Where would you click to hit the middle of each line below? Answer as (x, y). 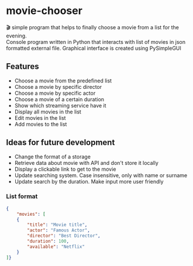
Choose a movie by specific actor (55, 93)
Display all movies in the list (48, 112)
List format (22, 196)
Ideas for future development (61, 142)
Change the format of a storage (52, 157)
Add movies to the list (41, 124)
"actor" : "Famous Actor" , (59, 230)
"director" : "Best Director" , (64, 236)
